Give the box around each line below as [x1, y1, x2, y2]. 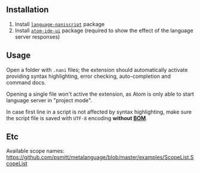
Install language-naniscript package [14, 20, 105, 27]
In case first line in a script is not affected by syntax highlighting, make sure [6, 108, 192, 115]
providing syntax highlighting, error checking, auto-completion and [6, 73, 171, 80]
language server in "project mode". [6, 96, 93, 103]
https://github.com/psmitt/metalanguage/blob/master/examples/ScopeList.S [6, 154, 194, 161]
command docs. [6, 78, 46, 86]
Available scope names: [6, 147, 64, 155]
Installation [6, 5, 49, 15]
